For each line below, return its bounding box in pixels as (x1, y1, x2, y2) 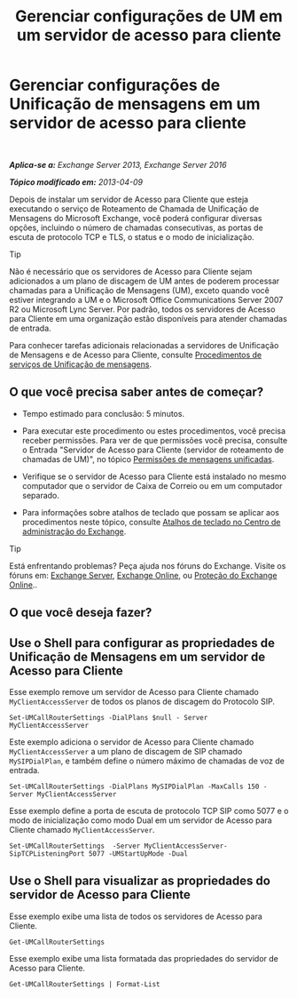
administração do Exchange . (21, 526, 127, 537)
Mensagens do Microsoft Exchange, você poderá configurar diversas (9, 212, 262, 223)
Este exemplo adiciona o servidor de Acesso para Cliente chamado (9, 736, 254, 747)
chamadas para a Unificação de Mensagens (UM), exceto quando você (9, 284, 270, 295)
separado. (21, 490, 60, 500)
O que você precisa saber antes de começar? (9, 385, 264, 400)
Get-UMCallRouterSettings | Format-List (9, 979, 161, 988)
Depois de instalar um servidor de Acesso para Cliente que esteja (9, 194, 249, 204)
